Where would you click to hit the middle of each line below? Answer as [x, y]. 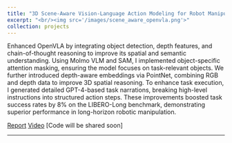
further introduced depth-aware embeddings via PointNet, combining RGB [113, 75]
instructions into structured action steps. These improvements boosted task [115, 97]
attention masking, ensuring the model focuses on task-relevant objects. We [116, 68]
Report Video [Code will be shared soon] [65, 126]
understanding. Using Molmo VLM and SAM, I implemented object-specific [114, 61]
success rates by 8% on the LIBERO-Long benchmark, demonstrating [106, 105]
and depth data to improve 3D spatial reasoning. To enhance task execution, [116, 83]
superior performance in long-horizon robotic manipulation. [92, 112]
